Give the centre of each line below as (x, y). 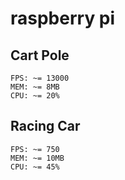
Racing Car (45, 126)
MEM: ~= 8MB (35, 87)
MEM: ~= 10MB (37, 158)
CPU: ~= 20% (35, 96)
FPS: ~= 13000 (40, 78)
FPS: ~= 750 (35, 149)
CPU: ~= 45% (35, 167)
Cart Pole (40, 55)
